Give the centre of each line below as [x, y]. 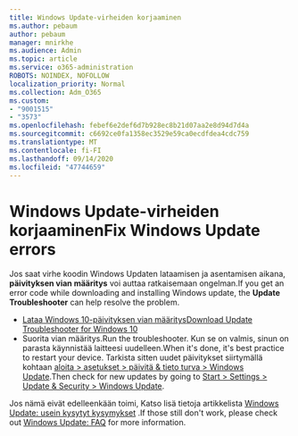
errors [33, 249]
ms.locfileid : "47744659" [57, 167]
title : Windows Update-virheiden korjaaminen [95, 17]
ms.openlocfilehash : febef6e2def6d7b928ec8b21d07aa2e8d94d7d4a [129, 126]
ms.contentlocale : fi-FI [55, 150]
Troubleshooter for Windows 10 [80, 329]
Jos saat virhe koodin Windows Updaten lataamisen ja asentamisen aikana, [147, 274]
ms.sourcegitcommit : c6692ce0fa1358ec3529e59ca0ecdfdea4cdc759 [129, 134]
